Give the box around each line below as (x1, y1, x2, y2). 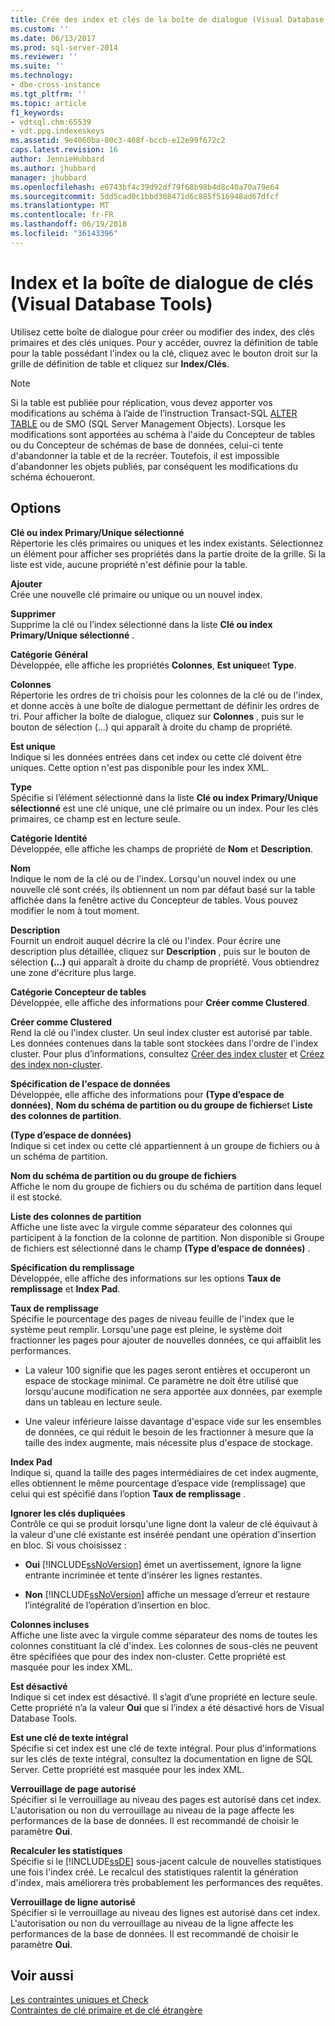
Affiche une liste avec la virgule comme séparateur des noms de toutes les (10, 1629, 318, 1641)
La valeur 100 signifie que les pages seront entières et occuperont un (24, 1364, 311, 1376)
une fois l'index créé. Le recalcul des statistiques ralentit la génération (10, 1866, 299, 1878)
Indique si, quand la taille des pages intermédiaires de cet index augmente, (10, 1466, 319, 1478)
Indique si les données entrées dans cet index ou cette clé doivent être (10, 751, 303, 763)
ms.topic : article (10, 98, 87, 108)
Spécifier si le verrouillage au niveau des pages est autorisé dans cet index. (10, 1793, 322, 1805)
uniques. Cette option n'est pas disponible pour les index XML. (10, 761, 269, 773)
